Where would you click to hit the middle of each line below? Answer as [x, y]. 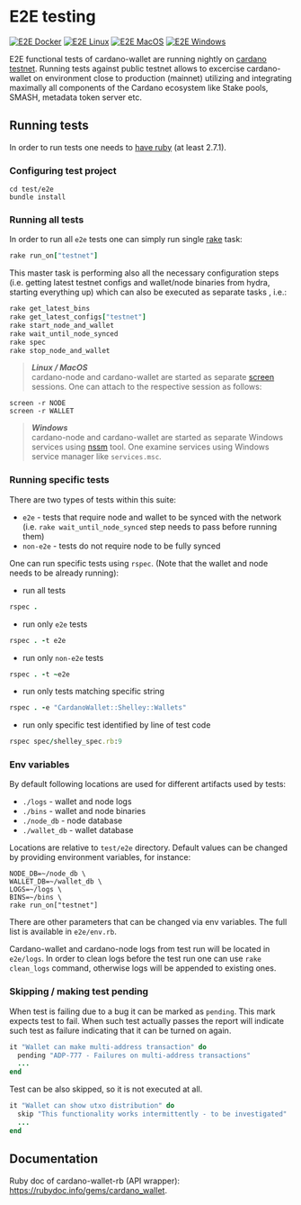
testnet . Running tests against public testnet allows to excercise [127, 68]
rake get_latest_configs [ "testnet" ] [78, 317]
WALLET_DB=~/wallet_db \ [56, 882]
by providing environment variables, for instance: [100, 857]
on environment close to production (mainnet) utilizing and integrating [162, 77]
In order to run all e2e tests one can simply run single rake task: [126, 240]
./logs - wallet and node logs [77, 802]
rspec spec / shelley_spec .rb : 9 [66, 742]
